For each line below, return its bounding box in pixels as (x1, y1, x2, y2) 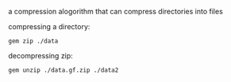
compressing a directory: (8, 22, 90, 31)
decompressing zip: (8, 51, 73, 60)
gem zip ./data (8, 37, 59, 45)
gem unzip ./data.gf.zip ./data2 (8, 66, 119, 74)
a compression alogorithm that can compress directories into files (8, 7, 224, 16)
